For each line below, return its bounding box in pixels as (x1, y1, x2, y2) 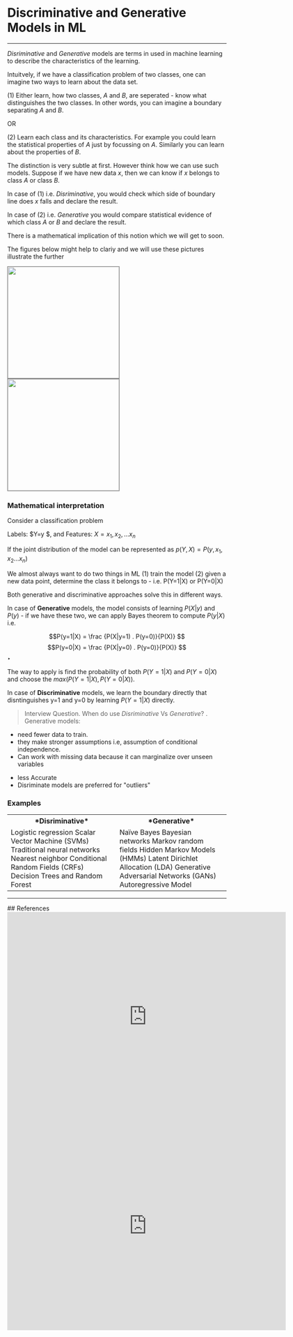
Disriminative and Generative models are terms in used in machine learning (7, 49, 223, 57)
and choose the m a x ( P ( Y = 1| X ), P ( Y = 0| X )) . (7, 675, 135, 683)
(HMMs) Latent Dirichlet (119, 853, 198, 863)
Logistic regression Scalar (10, 827, 96, 837)
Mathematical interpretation (7, 501, 104, 510)
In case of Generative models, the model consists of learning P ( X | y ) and (7, 604, 216, 612)
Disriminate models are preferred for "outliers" (17, 781, 151, 789)
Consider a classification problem (7, 517, 104, 525)
